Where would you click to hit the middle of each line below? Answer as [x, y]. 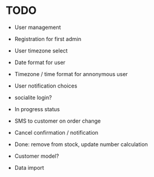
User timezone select [41, 50]
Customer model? [37, 156]
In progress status [37, 109]
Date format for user [40, 62]
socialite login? [33, 97]
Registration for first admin [48, 39]
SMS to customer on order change [58, 121]
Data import [29, 167]
